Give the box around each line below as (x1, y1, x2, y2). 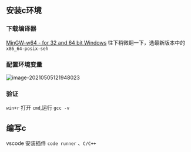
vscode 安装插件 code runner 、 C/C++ (6, 140, 96, 147)
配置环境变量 (6, 60, 43, 69)
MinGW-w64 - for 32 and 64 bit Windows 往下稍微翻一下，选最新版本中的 (6, 39, 186, 46)
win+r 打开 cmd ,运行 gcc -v (6, 104, 70, 112)
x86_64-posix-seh (6, 46, 49, 52)
